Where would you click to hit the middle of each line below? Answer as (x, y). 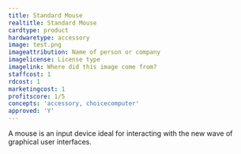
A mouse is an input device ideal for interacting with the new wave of (120, 133)
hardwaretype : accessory (49, 38)
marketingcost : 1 (37, 89)
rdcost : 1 (24, 81)
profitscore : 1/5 (37, 96)
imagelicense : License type (55, 60)
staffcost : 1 (30, 74)
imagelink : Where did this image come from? (83, 67)
